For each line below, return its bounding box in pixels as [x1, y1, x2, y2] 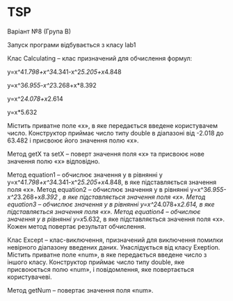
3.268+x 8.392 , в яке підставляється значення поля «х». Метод [17, 193, 206, 201]
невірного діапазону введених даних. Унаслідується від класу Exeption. [7, 243, 220, 251]
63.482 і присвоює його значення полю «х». [7, 136, 139, 145]
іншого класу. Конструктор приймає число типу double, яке [7, 258, 185, 266]
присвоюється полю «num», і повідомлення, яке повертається [7, 265, 195, 273]
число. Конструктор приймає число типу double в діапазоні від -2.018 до [7, 129, 224, 137]
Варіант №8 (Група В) [7, 27, 72, 35]
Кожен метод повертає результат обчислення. [7, 222, 146, 230]
